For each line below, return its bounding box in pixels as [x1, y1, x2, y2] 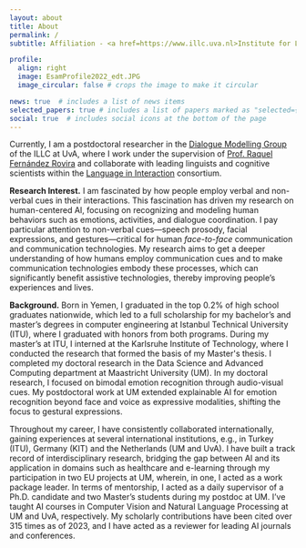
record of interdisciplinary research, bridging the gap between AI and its [9, 452, 280, 464]
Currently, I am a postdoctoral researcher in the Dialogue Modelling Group [9, 138, 287, 150]
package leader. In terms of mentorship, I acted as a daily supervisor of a [9, 482, 284, 492]
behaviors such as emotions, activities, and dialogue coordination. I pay [9, 215, 279, 226]
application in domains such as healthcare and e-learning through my [9, 462, 270, 473]
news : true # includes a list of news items [9, 96, 185, 106]
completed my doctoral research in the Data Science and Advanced [9, 358, 264, 369]
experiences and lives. [9, 282, 94, 293]
